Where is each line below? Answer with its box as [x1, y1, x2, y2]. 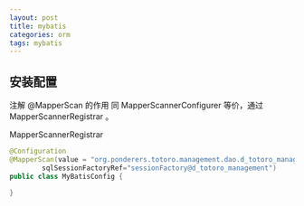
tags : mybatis [9, 38, 63, 48]
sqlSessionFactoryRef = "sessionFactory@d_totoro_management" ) [42, 164, 278, 173]
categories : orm [9, 30, 71, 39]
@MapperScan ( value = [9, 154, 88, 164]
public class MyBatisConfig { [9, 172, 124, 181]
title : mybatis [9, 22, 67, 31]
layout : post [9, 13, 59, 23]
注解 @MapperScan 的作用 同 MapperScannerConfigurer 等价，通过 [9, 100, 264, 111]
